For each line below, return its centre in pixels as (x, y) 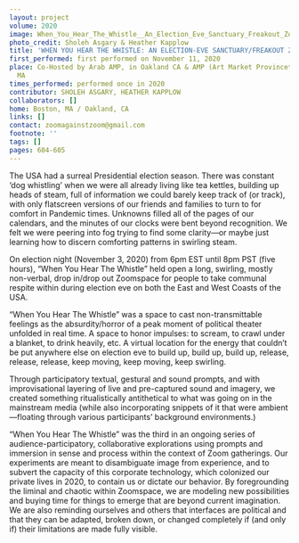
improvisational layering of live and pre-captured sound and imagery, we (142, 388)
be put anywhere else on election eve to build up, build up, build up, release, (149, 352)
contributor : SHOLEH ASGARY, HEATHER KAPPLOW (95, 92)
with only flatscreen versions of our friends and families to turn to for (135, 204)
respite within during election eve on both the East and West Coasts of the (145, 287)
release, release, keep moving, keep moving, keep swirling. (118, 361)
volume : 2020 (33, 26)
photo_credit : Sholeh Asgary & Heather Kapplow (99, 42)
